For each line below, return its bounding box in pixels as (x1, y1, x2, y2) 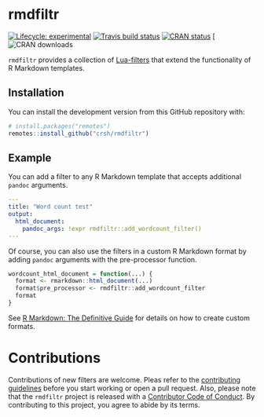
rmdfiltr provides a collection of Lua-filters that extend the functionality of (8, 55, 251, 64)
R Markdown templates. (8, 63, 85, 72)
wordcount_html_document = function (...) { (8, 269, 153, 278)
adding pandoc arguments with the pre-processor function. (8, 254, 198, 264)
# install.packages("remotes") (8, 122, 111, 130)
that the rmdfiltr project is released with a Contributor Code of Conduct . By (8, 391, 255, 401)
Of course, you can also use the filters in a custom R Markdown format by (8, 246, 247, 256)
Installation (8, 86, 64, 100)
